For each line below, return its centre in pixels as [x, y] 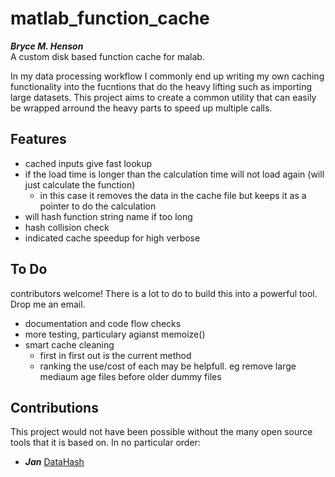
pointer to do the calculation [98, 206]
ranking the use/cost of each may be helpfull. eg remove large [168, 366]
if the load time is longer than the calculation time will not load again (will [174, 174]
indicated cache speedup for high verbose [112, 238]
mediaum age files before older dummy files [130, 376]
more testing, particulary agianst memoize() [115, 334]
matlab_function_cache [110, 18]
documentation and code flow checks [103, 323]
